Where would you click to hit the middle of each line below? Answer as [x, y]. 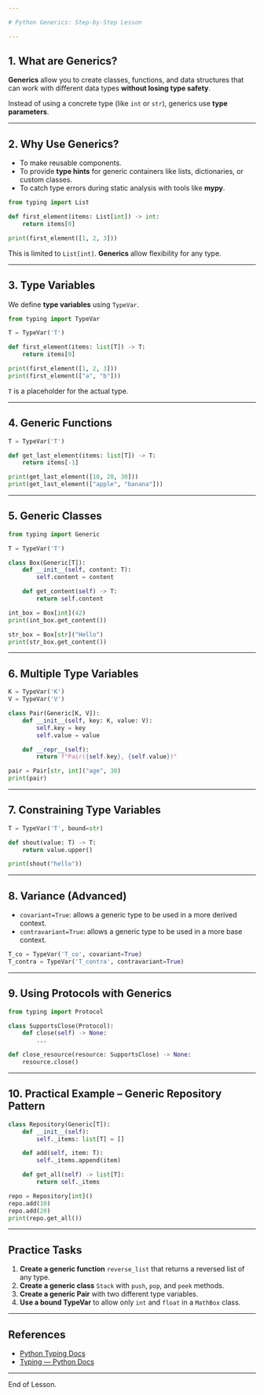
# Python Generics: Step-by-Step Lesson [75, 22]
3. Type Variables [52, 285]
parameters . [29, 112]
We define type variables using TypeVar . [74, 304]
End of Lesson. [33, 1384]
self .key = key [61, 728]
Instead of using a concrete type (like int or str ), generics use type [118, 104]
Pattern [27, 1106]
